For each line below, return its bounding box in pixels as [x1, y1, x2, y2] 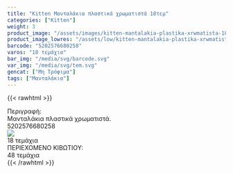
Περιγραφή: [7, 107, 42, 115]
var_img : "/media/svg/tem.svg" [7, 62, 98, 69]
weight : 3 [7, 23, 36, 30]
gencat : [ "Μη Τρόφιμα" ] [7, 68, 76, 75]
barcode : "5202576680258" [7, 42, 82, 49]
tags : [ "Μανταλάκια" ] [7, 74, 70, 82]
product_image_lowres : [7, 36, 73, 43]
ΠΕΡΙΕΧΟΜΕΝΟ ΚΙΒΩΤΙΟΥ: [7, 144, 83, 152]
